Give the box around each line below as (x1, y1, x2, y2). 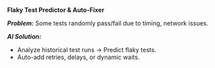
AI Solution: (7, 32, 41, 41)
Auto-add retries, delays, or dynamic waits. (17, 53, 140, 61)
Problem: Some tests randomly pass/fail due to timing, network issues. (7, 19, 209, 27)
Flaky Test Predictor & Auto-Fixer (7, 6, 105, 14)
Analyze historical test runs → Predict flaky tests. (17, 46, 156, 54)
